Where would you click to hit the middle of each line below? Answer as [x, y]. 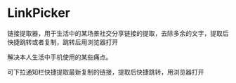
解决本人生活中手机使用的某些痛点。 [60, 57]
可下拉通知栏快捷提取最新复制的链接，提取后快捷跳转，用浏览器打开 [106, 72]
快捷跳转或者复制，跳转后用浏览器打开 [63, 42]
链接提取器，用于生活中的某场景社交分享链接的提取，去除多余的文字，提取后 [118, 33]
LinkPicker [39, 13]
